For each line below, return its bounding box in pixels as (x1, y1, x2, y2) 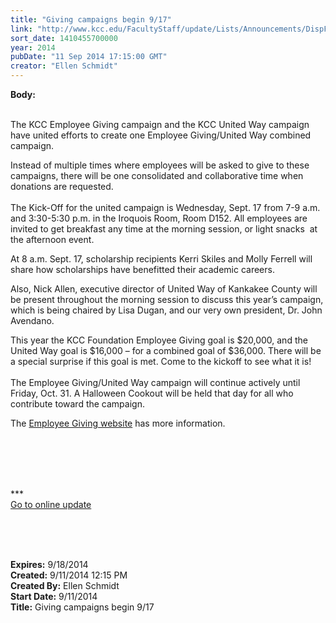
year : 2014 (10, 42, 56, 53)
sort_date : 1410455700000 (10, 33, 118, 43)
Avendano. (10, 315, 55, 326)
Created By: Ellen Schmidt (10, 580, 120, 591)
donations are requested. (10, 181, 114, 192)
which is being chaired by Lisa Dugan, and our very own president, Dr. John (10, 304, 323, 316)
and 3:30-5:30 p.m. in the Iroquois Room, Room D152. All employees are (10, 212, 308, 224)
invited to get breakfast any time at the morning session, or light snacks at (10, 223, 318, 235)
